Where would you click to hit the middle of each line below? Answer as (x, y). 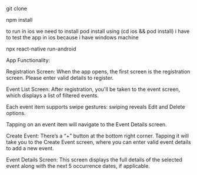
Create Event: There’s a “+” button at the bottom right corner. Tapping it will (98, 136)
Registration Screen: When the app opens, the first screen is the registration (98, 72)
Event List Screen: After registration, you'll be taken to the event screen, (93, 89)
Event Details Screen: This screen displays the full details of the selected (94, 160)
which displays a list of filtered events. (52, 95)
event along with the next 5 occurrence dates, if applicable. (78, 166)
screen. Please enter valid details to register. (60, 78)
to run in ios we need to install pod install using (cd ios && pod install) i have (98, 31)
